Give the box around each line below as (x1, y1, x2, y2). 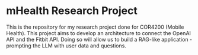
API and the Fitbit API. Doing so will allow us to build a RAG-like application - (6, 36, 193, 43)
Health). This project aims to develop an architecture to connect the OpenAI (6, 29, 191, 36)
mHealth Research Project (6, 4, 138, 18)
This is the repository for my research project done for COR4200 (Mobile (6, 23, 184, 30)
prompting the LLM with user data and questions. (6, 42, 126, 49)
